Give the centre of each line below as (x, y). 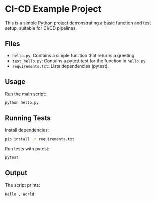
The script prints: (23, 185)
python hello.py (22, 102)
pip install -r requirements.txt (40, 139)
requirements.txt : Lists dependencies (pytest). (61, 66)
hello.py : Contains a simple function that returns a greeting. (74, 55)
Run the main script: (26, 94)
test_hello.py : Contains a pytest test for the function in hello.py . (79, 61)
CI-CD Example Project (53, 9)
